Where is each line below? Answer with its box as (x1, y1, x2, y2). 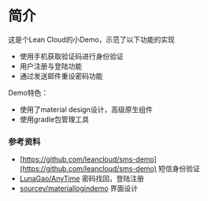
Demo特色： (8, 87, 49, 97)
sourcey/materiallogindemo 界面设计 (19, 184, 139, 193)
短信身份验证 (158, 164, 201, 173)
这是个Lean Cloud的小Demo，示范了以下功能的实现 (8, 35, 176, 44)
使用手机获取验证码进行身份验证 (19, 51, 124, 61)
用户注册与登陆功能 (19, 61, 83, 71)
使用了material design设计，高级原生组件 (19, 104, 153, 114)
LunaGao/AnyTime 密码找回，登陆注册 (19, 174, 144, 184)
